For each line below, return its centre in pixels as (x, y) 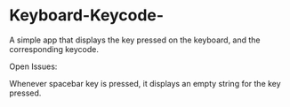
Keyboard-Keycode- (87, 15)
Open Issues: (33, 66)
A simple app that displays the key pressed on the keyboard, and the (135, 40)
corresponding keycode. (54, 49)
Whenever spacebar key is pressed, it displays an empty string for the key (145, 83)
